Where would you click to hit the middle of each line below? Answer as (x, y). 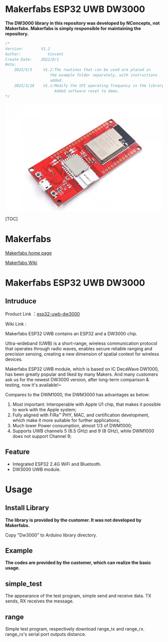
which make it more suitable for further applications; (66, 420)
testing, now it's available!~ (33, 385)
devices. (14, 359)
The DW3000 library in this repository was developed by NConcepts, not (82, 23)
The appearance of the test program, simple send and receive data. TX (78, 596)
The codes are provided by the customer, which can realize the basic (78, 563)
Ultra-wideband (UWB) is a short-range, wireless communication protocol (81, 343)
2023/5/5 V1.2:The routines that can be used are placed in (82, 70)
